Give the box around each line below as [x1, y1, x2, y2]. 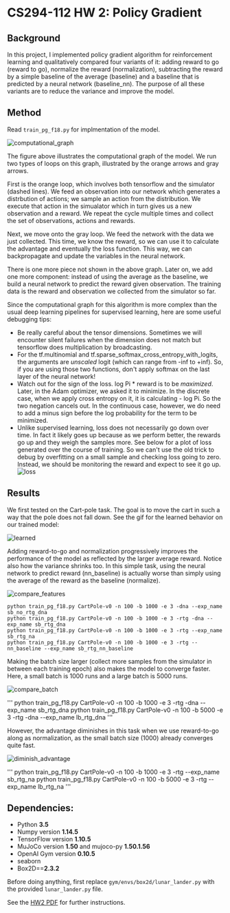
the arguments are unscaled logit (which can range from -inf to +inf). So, [16, 357, 223, 366]
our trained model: [7, 520, 60, 528]
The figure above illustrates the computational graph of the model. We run [7, 151, 217, 160]
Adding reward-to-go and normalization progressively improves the [7, 547, 198, 555]
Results [7, 487, 41, 499]
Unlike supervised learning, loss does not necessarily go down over [16, 423, 209, 432]
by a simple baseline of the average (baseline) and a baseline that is [7, 72, 200, 81]
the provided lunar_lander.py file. [7, 885, 103, 893]
